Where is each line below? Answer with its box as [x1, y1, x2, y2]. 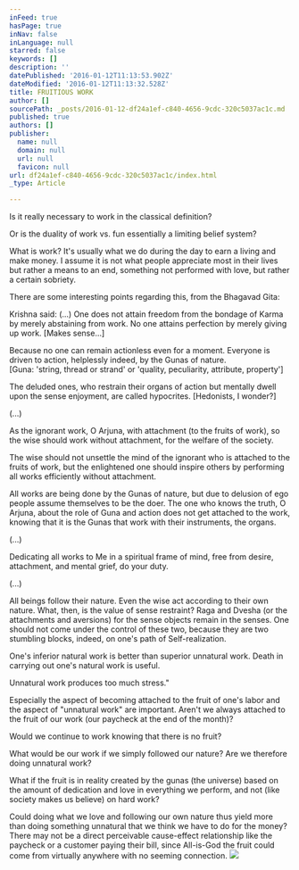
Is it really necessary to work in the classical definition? [9, 211, 212, 222]
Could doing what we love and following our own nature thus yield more [9, 811, 274, 822]
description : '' [9, 63, 70, 72]
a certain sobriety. [9, 274, 77, 286]
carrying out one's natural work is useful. [9, 660, 161, 671]
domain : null [17, 145, 66, 154]
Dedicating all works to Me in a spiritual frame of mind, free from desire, [9, 551, 274, 562]
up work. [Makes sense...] [9, 327, 105, 339]
